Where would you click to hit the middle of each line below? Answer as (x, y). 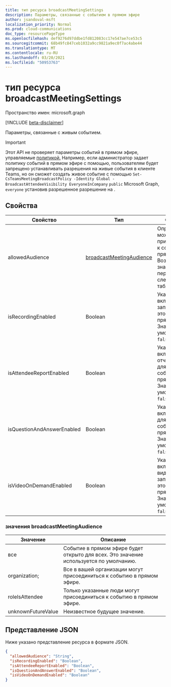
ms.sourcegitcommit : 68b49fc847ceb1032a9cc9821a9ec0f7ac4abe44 (74, 43)
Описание (113, 540)
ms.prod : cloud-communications (38, 29)
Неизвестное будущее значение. (104, 612)
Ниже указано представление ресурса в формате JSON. (67, 642)
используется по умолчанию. (100, 561)
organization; (23, 576)
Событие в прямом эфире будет (103, 548)
